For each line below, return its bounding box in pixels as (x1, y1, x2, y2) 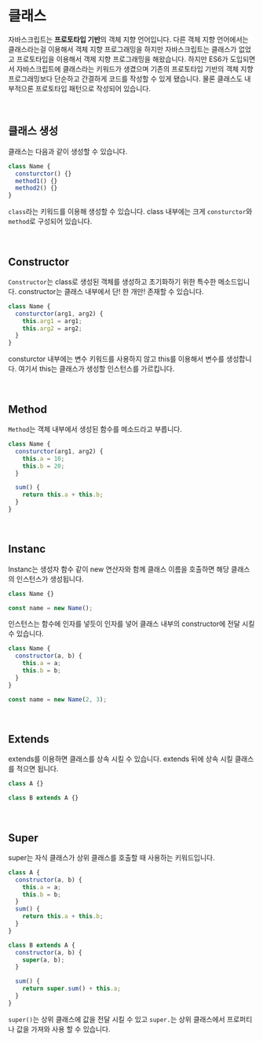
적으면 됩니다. (16, 764, 59, 774)
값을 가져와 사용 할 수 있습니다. (16, 1024, 111, 1034)
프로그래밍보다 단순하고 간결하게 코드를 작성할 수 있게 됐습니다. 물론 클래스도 (8, 74, 243, 83)
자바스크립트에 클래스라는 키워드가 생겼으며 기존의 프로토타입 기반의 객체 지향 (16, 64, 254, 73)
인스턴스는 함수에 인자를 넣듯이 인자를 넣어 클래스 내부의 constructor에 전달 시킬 (8, 619, 255, 629)
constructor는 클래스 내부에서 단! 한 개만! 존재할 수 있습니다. (18, 286, 204, 296)
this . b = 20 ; (22, 462, 65, 470)
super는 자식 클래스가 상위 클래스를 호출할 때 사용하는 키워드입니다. (8, 852, 215, 862)
